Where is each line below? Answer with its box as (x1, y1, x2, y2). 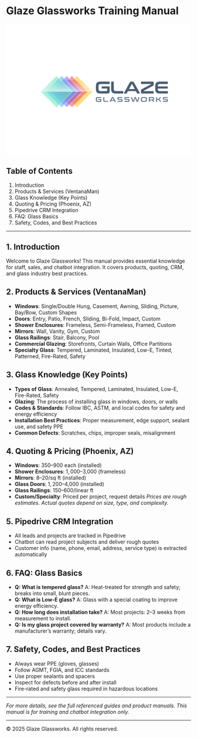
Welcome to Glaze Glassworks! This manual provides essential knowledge (6, 257, 186, 264)
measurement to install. (14, 615, 72, 622)
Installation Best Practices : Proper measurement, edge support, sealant (14, 416, 190, 423)
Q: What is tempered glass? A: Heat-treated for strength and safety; (14, 584, 181, 590)
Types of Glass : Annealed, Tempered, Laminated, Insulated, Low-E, (14, 385, 179, 392)
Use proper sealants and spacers (14, 673, 95, 680)
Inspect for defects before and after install (14, 679, 117, 686)
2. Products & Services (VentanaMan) (6, 287, 147, 297)
